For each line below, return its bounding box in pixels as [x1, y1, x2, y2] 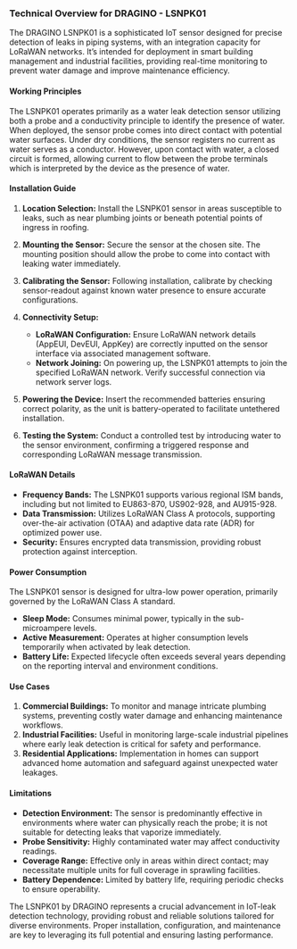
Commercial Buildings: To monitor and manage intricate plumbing [21, 701, 267, 712]
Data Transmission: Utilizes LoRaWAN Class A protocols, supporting [21, 508, 276, 519]
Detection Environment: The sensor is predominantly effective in [21, 807, 263, 819]
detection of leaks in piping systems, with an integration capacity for [9, 37, 261, 47]
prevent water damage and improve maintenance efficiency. [9, 65, 230, 76]
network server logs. [35, 376, 112, 387]
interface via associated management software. [35, 347, 211, 359]
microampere [21, 623, 72, 634]
